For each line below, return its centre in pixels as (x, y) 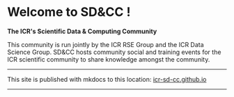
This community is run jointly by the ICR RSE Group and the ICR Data (106, 44)
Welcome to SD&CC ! (69, 12)
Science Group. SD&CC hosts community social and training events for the (114, 52)
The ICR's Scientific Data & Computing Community (82, 31)
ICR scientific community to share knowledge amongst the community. (109, 59)
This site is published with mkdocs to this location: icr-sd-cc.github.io (107, 79)
